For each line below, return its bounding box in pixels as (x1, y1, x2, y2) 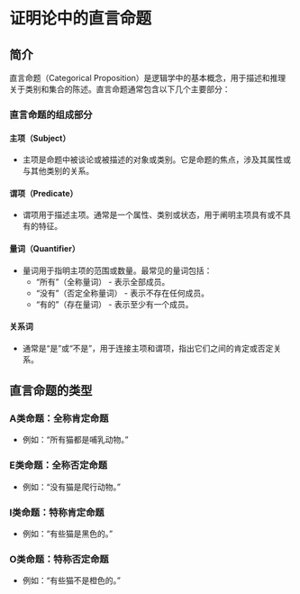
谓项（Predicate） (9, 187, 78, 198)
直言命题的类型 (9, 383, 93, 398)
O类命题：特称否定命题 (9, 553, 110, 565)
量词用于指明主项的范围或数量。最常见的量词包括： (22, 265, 213, 276)
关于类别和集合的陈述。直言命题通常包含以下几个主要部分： (9, 84, 231, 95)
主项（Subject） (9, 133, 71, 143)
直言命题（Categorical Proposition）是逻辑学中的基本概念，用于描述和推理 (9, 73, 286, 83)
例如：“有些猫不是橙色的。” (22, 575, 122, 586)
